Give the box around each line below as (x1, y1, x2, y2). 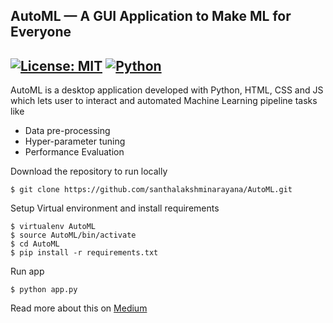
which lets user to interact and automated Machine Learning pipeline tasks (10, 95, 318, 107)
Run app (10, 265, 45, 278)
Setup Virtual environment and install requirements (10, 202, 220, 214)
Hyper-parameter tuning (24, 135, 126, 148)
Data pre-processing (24, 125, 111, 137)
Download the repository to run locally (10, 165, 168, 178)
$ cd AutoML (10, 239, 60, 249)
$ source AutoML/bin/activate (10, 230, 137, 241)
